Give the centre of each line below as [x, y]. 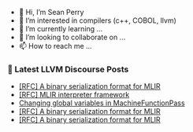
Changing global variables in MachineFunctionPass [102, 103]
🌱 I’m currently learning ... [61, 29]
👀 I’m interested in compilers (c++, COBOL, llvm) [97, 20]
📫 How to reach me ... [55, 46]
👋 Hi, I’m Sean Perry [51, 12]
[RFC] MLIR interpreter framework [74, 95]
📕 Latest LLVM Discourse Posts [68, 69]
